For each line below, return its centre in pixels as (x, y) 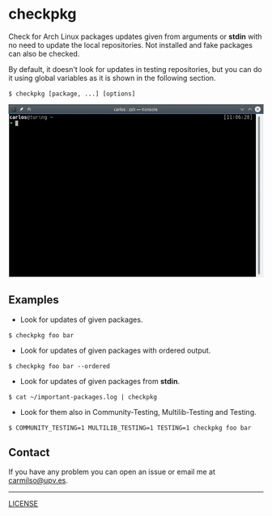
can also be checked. (44, 53)
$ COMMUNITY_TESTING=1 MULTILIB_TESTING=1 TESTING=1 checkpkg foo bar (130, 428)
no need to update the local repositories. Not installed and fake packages (131, 44)
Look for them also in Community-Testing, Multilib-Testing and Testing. (138, 412)
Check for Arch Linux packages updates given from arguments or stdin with (135, 36)
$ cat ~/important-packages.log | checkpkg (83, 397)
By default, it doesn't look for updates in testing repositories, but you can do (135, 69)
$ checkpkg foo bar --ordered (59, 366)
